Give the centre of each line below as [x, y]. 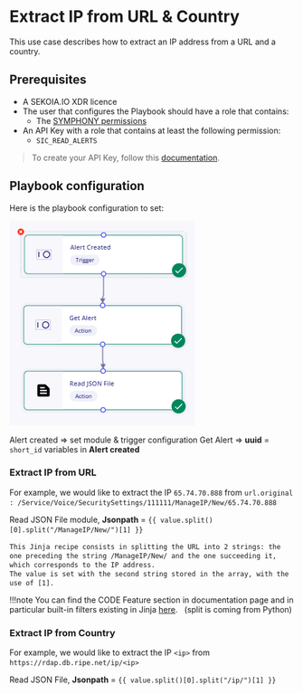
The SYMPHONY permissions [91, 120]
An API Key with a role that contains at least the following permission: [151, 130]
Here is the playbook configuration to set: [87, 208]
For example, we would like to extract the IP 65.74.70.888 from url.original [151, 492]
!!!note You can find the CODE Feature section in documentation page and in [151, 600]
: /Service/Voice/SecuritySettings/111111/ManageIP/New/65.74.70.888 [143, 503]
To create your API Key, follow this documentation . [125, 157]
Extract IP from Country [62, 632]
